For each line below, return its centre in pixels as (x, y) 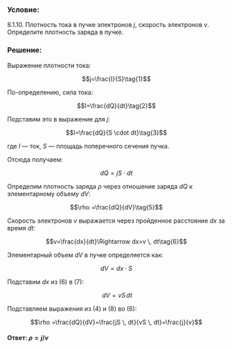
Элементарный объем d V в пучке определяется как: (86, 255)
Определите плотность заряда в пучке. (65, 32)
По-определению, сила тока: (50, 92)
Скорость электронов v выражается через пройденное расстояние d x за (116, 221)
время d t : (21, 228)
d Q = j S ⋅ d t (116, 173)
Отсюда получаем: (35, 159)
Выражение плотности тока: (49, 65)
